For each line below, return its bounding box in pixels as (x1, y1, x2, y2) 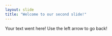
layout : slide (5, 7, 34, 12)
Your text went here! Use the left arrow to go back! (5, 25, 108, 31)
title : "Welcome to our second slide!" (5, 12, 87, 17)
